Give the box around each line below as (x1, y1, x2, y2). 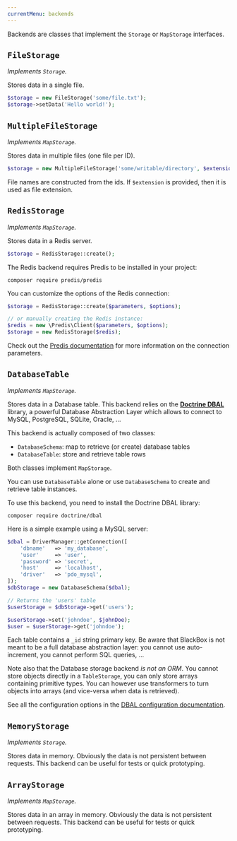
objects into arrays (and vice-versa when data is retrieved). (7, 687, 180, 695)
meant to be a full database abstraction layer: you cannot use (7, 643, 186, 652)
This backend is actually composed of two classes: (7, 428, 156, 437)
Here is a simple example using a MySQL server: (7, 524, 148, 533)
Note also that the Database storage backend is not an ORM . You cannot (7, 664, 219, 673)
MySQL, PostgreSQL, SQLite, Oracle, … (7, 415, 121, 423)
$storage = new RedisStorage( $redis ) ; (7, 329, 121, 336)
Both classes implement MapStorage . (7, 464, 112, 472)
